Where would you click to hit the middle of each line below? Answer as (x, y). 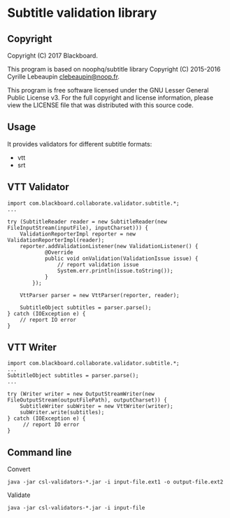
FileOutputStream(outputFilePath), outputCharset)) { (87, 400)
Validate (19, 495)
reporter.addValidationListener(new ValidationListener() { (109, 246)
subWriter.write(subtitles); (62, 413)
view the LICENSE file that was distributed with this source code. (100, 105)
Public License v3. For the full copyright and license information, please (110, 97)
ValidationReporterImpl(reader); (56, 240)
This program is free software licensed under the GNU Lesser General (108, 90)
